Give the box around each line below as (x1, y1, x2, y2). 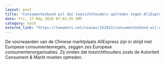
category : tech (5, 21, 36, 26)
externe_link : (5, 25, 34, 30)
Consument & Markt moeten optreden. (5, 54, 83, 60)
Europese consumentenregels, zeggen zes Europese (5, 44, 112, 50)
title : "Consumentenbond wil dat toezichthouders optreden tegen (5, 12, 141, 17)
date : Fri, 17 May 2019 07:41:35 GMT (5, 16, 82, 21)
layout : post (5, 7, 32, 12)
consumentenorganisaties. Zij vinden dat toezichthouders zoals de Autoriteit (5, 49, 160, 55)
